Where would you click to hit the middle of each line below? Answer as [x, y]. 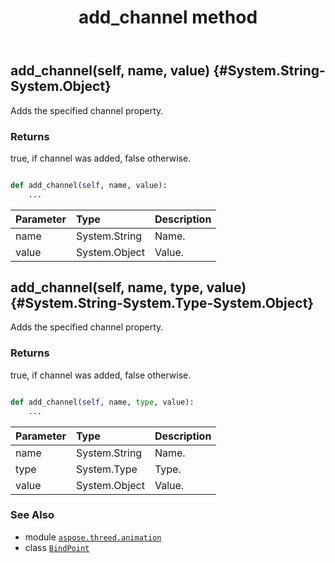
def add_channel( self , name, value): [89, 185]
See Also [32, 515]
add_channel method [168, 17]
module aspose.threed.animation [93, 537]
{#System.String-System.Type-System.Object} [162, 303]
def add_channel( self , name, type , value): [102, 402]
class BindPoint [57, 547]
